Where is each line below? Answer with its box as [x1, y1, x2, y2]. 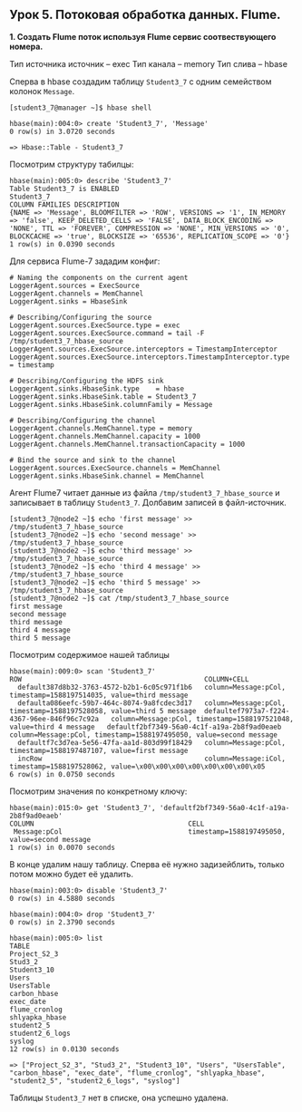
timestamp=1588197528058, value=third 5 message [9, 706, 197, 715]
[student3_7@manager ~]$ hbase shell [9, 103, 152, 112]
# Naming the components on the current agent [9, 273, 189, 282]
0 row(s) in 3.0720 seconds [9, 127, 116, 136]
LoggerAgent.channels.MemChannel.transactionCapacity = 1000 [9, 440, 246, 449]
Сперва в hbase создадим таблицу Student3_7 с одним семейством [9, 76, 272, 87]
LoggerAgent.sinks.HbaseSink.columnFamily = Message [9, 400, 213, 409]
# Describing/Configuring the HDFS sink [9, 376, 165, 385]
